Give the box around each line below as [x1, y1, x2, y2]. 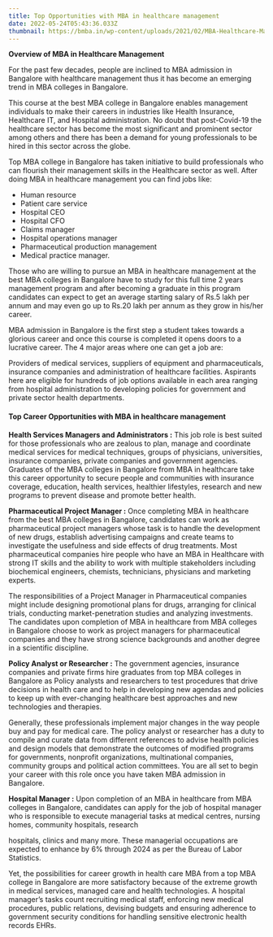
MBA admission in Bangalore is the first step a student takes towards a [8, 325, 245, 335]
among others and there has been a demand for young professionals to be [8, 133, 258, 142]
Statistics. [8, 852, 42, 862]
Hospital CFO [19, 216, 65, 226]
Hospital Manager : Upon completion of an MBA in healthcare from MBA [8, 794, 252, 804]
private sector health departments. [8, 393, 124, 403]
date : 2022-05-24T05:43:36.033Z [8, 20, 118, 28]
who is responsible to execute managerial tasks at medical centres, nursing [8, 811, 261, 821]
